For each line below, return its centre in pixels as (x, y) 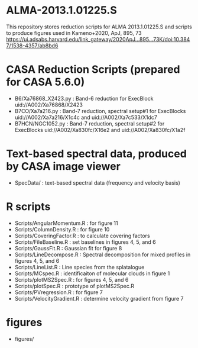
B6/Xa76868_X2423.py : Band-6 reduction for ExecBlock (84, 98)
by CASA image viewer (64, 167)
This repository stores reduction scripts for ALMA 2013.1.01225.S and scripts (99, 27)
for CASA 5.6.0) (46, 82)
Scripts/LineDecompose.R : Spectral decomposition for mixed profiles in (103, 254)
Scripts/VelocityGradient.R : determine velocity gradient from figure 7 (99, 298)
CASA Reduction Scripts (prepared (93, 70)
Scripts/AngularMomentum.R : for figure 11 (66, 223)
